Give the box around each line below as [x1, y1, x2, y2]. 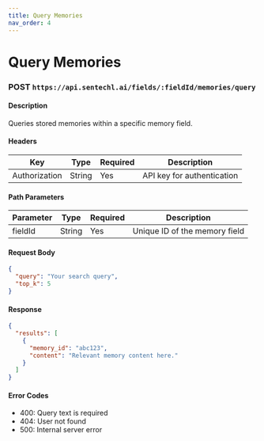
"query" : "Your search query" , [15, 272, 119, 281]
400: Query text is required [19, 409, 108, 418]
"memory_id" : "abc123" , [28, 344, 108, 352]
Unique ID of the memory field [132, 226, 245, 237]
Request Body [8, 247, 55, 257]
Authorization [12, 170, 62, 181]
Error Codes [8, 390, 49, 400]
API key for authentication [141, 170, 239, 181]
